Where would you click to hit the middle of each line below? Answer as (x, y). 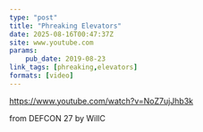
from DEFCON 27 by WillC (57, 118)
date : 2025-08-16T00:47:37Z (62, 34)
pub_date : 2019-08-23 (65, 59)
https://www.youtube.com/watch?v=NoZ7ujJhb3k (101, 101)
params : (24, 51)
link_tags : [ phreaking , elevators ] (74, 68)
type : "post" (34, 17)
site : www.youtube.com (51, 42)
